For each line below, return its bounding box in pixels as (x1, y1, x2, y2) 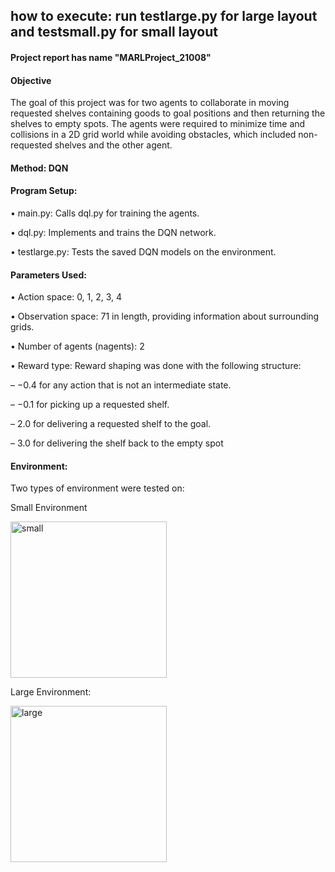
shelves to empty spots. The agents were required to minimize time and (10, 118, 306, 130)
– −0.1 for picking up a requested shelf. (10, 399, 170, 411)
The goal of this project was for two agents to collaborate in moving (10, 97, 290, 109)
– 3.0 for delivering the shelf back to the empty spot (10, 437, 224, 449)
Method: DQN (10, 162, 69, 174)
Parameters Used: (10, 269, 87, 281)
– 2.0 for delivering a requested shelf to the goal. (10, 418, 212, 430)
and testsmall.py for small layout (10, 24, 218, 41)
